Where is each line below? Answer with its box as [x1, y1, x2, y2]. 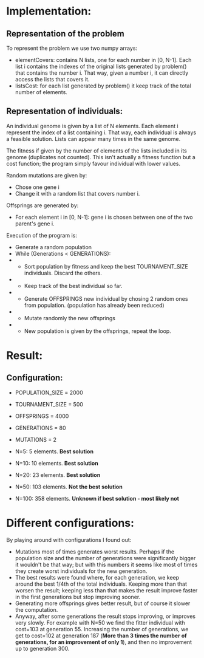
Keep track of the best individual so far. [24, 282, 123, 289]
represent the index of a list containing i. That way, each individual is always [6, 129, 196, 136]
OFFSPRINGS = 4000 [15, 412, 69, 420]
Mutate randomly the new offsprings [24, 314, 115, 321]
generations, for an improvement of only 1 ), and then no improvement [15, 638, 192, 645]
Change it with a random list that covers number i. [15, 190, 140, 197]
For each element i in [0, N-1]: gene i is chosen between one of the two [15, 213, 193, 221]
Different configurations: [6, 516, 135, 530]
